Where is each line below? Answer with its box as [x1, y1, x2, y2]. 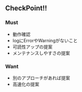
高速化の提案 [12, 81, 39, 87]
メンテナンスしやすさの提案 [12, 50, 70, 56]
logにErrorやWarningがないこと [12, 37, 78, 43]
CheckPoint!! [5, 4, 47, 13]
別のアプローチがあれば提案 [12, 75, 70, 81]
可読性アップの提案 [12, 44, 53, 50]
